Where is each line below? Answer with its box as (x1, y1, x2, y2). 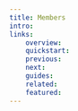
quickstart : (25, 47, 70, 55)
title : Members (9, 13, 66, 22)
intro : (9, 21, 34, 30)
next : (25, 64, 47, 73)
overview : (25, 38, 63, 47)
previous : (25, 55, 63, 64)
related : (25, 80, 58, 89)
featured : (25, 88, 63, 97)
